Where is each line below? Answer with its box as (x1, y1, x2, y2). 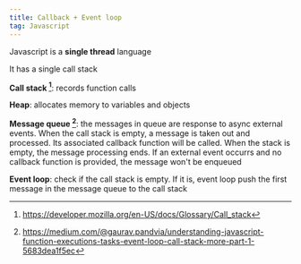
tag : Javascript (9, 21, 70, 30)
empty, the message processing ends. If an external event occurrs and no (9, 147, 282, 158)
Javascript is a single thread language (9, 46, 152, 56)
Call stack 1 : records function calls (9, 81, 137, 93)
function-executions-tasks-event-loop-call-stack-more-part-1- (21, 235, 255, 246)
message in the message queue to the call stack (9, 183, 188, 193)
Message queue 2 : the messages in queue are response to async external (9, 117, 284, 129)
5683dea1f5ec (21, 245, 76, 256)
